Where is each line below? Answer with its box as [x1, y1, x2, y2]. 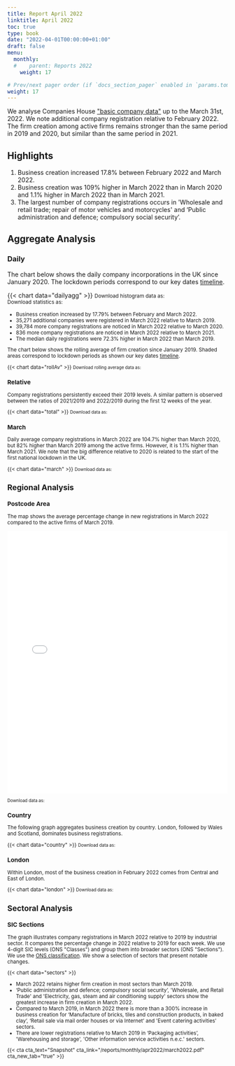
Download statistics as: [7, 298, 63, 305]
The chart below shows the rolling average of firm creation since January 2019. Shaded [7, 346, 218, 353]
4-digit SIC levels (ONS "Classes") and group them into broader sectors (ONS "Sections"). [7, 946, 224, 953]
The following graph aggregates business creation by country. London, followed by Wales [7, 824, 222, 832]
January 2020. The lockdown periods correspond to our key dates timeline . [7, 277, 225, 286]
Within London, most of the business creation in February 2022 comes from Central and [7, 869, 219, 876]
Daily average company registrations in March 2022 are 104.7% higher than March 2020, [7, 436, 221, 443]
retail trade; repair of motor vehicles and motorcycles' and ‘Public [17, 206, 206, 214]
